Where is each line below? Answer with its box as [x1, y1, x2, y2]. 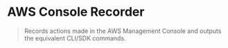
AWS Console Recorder [7, 4, 145, 20]
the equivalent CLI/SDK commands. [24, 34, 126, 42]
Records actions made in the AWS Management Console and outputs [24, 27, 222, 35]
